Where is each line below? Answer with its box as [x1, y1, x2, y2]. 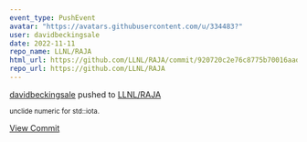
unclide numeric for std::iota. [9, 106, 101, 116]
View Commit [9, 122, 60, 133]
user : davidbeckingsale [9, 30, 101, 39]
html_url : [9, 56, 48, 65]
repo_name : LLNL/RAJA [9, 47, 92, 56]
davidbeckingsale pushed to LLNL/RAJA [9, 88, 162, 100]
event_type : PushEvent [9, 13, 96, 23]
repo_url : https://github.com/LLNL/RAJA [9, 65, 166, 74]
